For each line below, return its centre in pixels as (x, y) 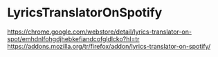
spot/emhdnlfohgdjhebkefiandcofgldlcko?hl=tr (73, 38)
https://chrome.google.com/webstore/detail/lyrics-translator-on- (100, 32)
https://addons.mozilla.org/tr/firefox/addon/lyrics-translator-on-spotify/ (109, 46)
